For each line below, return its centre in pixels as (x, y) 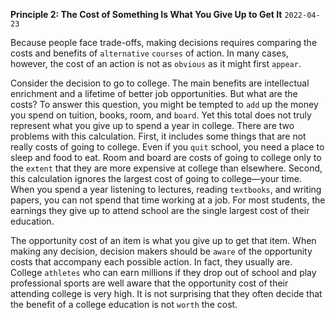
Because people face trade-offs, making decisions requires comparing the (164, 42)
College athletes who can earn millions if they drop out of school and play (163, 272)
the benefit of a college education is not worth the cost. (124, 304)
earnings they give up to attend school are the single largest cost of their (160, 210)
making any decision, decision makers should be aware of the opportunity (161, 251)
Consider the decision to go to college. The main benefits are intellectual (160, 83)
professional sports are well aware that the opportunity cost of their (149, 283)
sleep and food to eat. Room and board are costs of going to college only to (166, 157)
